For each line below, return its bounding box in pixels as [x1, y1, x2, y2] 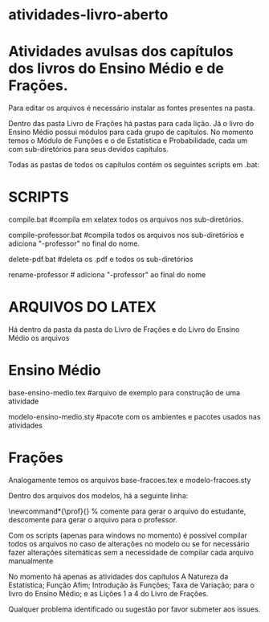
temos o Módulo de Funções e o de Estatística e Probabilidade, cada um [8, 136, 247, 145]
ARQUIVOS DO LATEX [8, 298, 157, 317]
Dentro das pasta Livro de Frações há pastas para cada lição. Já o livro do [8, 119, 255, 129]
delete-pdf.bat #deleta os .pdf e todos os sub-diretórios [8, 255, 194, 264]
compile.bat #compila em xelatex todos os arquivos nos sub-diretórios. [8, 215, 243, 224]
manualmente [8, 556, 54, 566]
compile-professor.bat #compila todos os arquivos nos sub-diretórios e [8, 231, 245, 240]
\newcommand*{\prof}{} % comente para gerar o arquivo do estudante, [8, 506, 247, 516]
